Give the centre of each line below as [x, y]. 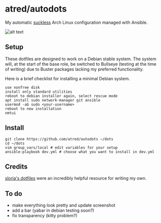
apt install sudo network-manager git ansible [53, 100]
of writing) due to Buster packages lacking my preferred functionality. [74, 69]
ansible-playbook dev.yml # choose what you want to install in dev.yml [80, 152]
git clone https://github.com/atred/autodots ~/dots [59, 139]
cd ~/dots [15, 143]
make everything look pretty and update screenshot [64, 206]
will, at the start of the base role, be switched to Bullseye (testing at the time [81, 64]
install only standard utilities [39, 92]
